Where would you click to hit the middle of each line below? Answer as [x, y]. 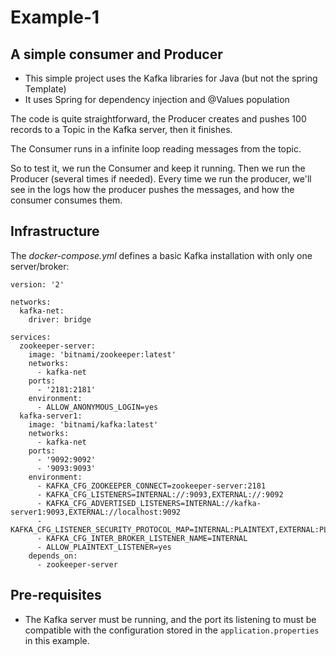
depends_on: [53, 556]
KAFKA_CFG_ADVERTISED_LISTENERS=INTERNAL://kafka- [154, 503]
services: [31, 337]
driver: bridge [60, 319]
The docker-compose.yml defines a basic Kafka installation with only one [161, 255]
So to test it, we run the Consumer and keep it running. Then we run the [158, 168]
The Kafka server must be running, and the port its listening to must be [170, 619]
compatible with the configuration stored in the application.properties [172, 630]
